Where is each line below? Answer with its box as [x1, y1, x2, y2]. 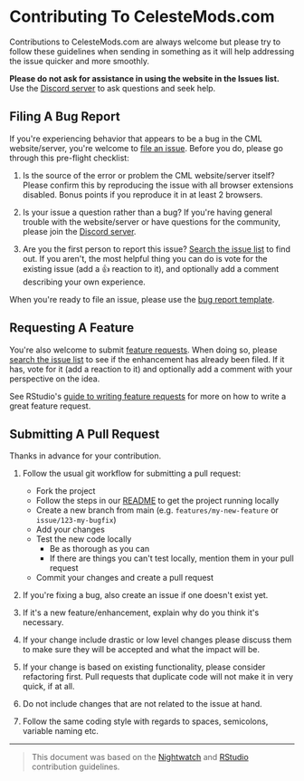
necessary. [22, 617, 64, 628]
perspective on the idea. [9, 373, 100, 384]
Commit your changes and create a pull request [35, 573, 214, 583]
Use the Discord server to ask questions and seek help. [9, 82, 216, 93]
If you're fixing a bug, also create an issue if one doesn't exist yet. [22, 590, 269, 601]
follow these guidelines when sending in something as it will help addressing [9, 45, 295, 56]
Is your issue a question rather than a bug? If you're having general [22, 207, 273, 217]
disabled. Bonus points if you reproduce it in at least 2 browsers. [22, 188, 263, 200]
